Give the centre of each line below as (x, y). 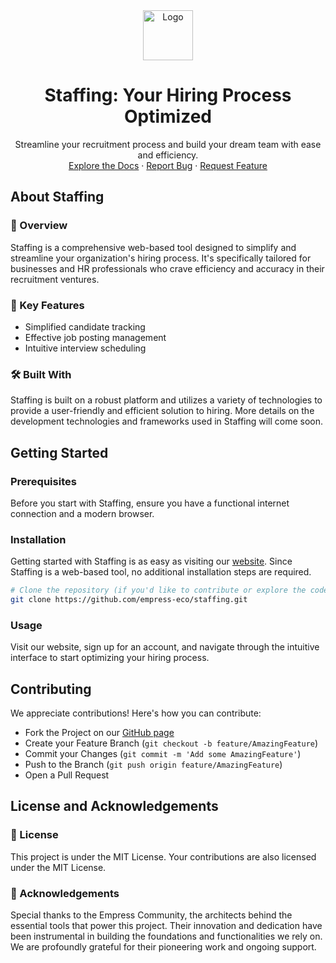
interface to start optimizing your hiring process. (110, 658)
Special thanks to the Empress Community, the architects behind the (151, 915)
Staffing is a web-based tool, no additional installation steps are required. (161, 572)
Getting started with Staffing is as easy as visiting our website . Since (151, 561)
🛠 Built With (41, 374)
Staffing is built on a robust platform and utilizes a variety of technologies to (166, 400)
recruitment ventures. (55, 279)
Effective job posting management (95, 337)
